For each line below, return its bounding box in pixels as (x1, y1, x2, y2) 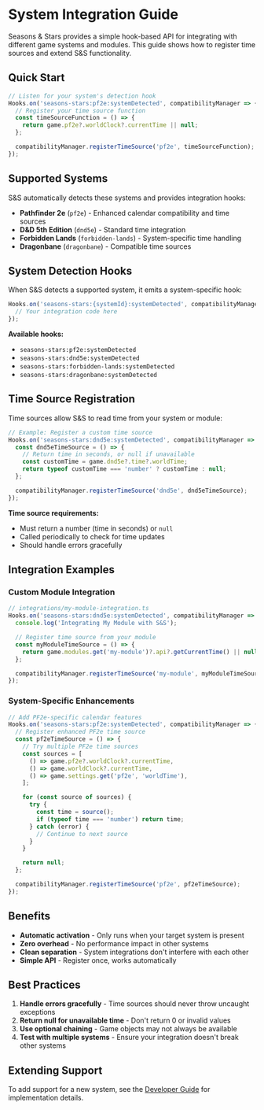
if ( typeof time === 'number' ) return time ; (36, 815, 185, 823)
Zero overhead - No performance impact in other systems (19, 938, 210, 948)
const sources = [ (22, 749, 82, 757)
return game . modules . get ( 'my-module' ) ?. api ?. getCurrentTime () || (22, 648, 241, 656)
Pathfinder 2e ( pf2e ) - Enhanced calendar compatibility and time (19, 208, 230, 217)
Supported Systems (8, 172, 108, 186)
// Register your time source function (15, 106, 146, 115)
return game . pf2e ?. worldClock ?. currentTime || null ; (22, 121, 199, 129)
